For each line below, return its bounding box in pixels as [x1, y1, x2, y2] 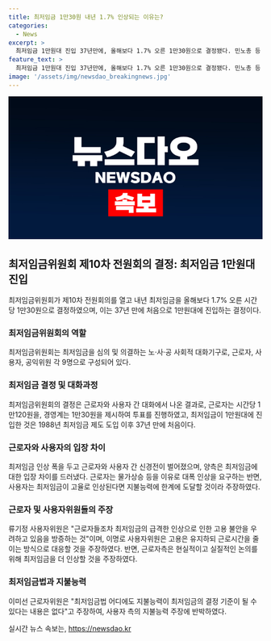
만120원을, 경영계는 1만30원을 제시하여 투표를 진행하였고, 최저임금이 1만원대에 [8, 409, 254, 419]
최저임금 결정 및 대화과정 [8, 379, 98, 391]
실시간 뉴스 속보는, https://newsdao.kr [8, 623, 131, 633]
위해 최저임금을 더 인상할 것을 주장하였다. [8, 554, 138, 564]
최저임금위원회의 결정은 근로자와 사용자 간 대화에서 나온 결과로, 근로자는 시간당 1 [8, 400, 261, 409]
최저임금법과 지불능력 [8, 576, 87, 588]
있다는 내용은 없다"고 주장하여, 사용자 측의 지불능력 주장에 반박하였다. [8, 606, 227, 616]
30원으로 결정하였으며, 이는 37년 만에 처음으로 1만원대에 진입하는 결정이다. [26, 305, 262, 315]
